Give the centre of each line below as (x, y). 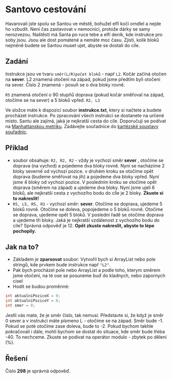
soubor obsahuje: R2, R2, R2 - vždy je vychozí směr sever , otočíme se (88, 160)
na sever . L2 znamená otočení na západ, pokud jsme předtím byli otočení (83, 79)
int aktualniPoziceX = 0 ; (33, 296)
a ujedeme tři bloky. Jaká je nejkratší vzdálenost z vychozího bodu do (86, 220)
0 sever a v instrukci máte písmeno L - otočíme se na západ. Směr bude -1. (84, 321)
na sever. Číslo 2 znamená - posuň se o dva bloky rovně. (65, 85)
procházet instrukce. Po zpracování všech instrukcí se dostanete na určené (85, 115)
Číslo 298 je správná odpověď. (38, 371)
